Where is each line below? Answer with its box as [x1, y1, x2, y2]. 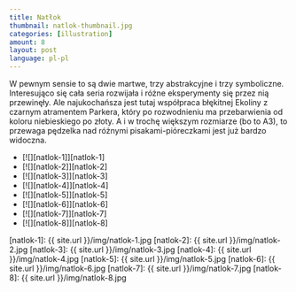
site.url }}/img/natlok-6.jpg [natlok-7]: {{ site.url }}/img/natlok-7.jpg [9, 263, 252, 273]
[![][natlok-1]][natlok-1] [21, 152, 105, 162]
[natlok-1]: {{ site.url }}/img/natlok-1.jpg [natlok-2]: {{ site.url [9, 235, 228, 245]
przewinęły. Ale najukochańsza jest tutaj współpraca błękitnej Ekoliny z [9, 97, 269, 107]
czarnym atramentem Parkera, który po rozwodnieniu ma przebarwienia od [9, 107, 284, 117]
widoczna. [9, 134, 47, 145]
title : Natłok [9, 12, 62, 22]
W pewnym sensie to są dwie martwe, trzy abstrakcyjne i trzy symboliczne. [9, 79, 284, 88]
